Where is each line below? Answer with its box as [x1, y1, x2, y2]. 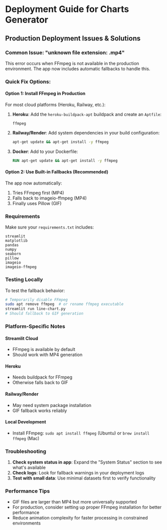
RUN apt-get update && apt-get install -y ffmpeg [12, 158, 118, 163]
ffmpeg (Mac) [12, 435, 40, 441]
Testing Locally [5, 276, 43, 283]
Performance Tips [5, 487, 50, 494]
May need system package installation [12, 402, 92, 408]
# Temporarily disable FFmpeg [5, 297, 68, 302]
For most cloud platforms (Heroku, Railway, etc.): [5, 101, 106, 107]
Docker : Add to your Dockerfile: [12, 148, 78, 154]
